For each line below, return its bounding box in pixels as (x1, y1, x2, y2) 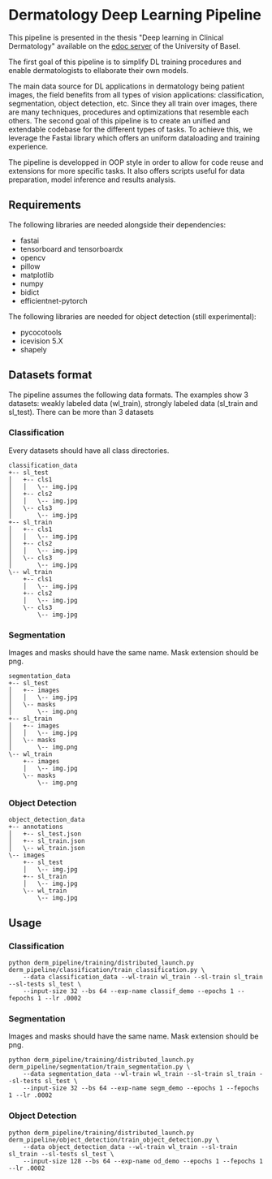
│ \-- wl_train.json (8, 844, 85, 853)
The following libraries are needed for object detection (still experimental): (8, 311, 257, 322)
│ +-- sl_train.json (8, 837, 85, 845)
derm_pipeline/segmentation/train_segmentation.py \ (8, 1063, 191, 1071)
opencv (19, 253, 46, 262)
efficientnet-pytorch (19, 296, 88, 305)
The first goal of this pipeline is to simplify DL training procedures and (8, 57, 242, 67)
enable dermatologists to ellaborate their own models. (8, 65, 189, 75)
